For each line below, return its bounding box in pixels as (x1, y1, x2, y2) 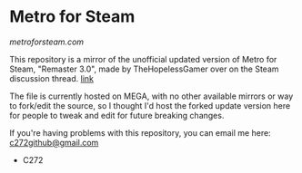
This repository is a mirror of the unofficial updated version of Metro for (9, 53, 277, 64)
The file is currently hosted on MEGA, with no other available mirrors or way (9, 91, 294, 101)
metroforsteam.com (9, 36, 85, 47)
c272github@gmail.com (9, 137, 99, 148)
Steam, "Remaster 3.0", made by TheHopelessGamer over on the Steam (9, 63, 279, 74)
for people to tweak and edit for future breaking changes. (9, 110, 225, 120)
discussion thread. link (9, 72, 94, 83)
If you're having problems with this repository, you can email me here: (9, 127, 271, 138)
